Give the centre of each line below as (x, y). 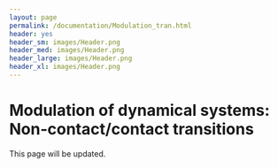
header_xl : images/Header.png (65, 67)
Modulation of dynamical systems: (139, 111)
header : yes (31, 34)
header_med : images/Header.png (67, 50)
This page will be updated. (58, 153)
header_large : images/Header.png (71, 58)
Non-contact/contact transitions (131, 130)
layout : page (33, 17)
